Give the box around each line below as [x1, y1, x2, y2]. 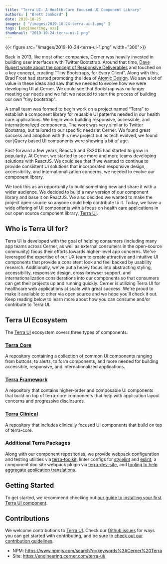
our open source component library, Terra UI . [5, 210, 98, 216]
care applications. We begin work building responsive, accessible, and [5, 117, 150, 122]
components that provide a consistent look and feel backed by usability [5, 259, 152, 265]
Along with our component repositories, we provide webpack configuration [5, 451, 160, 457]
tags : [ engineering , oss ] [5, 26, 59, 31]
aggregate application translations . [5, 467, 77, 473]
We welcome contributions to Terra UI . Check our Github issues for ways [5, 528, 155, 534]
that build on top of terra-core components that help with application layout [5, 393, 160, 399]
